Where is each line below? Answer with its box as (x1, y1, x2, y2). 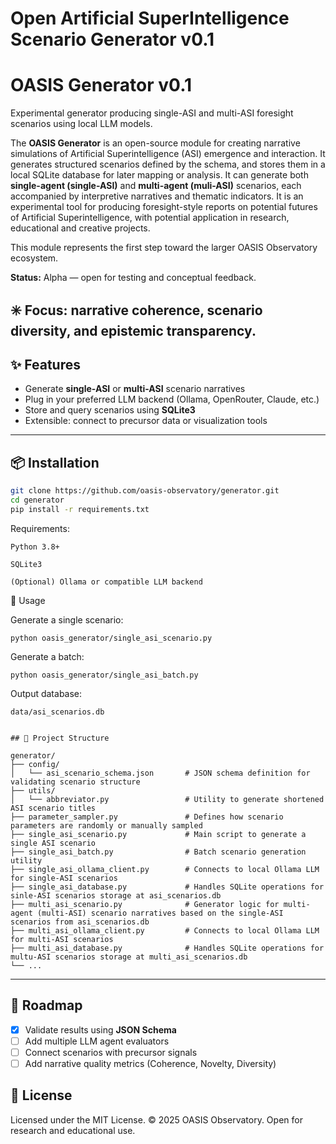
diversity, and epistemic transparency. (10, 322, 257, 339)
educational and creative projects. (10, 222, 151, 234)
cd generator (10, 495, 65, 506)
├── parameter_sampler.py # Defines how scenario (10, 812, 284, 822)
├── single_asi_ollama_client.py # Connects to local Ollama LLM (10, 864, 320, 874)
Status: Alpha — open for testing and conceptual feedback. (10, 272, 257, 284)
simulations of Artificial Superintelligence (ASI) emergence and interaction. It (10, 148, 326, 160)
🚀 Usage (10, 594, 46, 606)
